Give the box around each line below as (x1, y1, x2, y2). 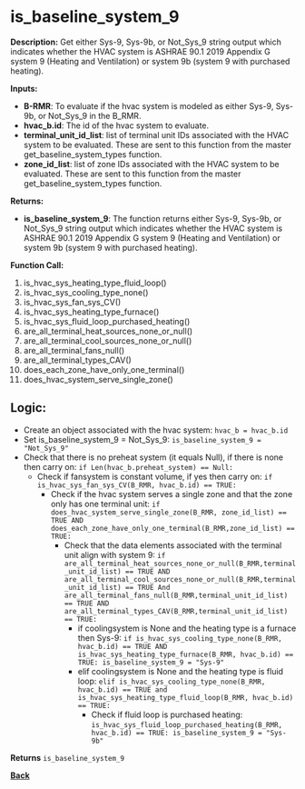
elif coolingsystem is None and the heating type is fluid (77, 665, 284, 676)
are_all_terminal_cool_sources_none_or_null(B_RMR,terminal (64, 574, 297, 584)
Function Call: (10, 259, 64, 270)
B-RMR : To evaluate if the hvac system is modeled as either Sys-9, (23, 100, 274, 111)
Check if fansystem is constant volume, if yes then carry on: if (36, 471, 273, 482)
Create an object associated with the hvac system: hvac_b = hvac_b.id (23, 424, 289, 435)
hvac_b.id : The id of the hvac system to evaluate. (23, 120, 210, 131)
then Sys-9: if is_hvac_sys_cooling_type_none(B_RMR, (77, 632, 282, 643)
